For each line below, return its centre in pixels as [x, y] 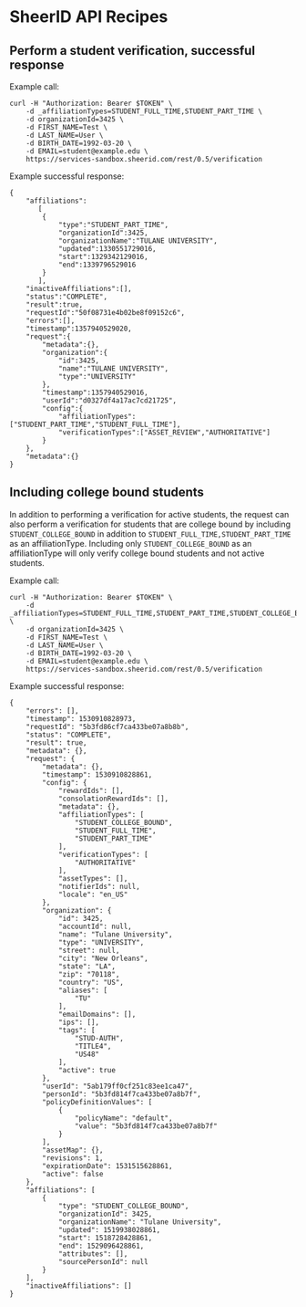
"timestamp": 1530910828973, [81, 718]
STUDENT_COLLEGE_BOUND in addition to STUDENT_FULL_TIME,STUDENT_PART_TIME [150, 533]
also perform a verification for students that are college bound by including [150, 524]
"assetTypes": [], [93, 878]
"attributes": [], [93, 1254]
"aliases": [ [82, 990]
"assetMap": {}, [73, 1150]
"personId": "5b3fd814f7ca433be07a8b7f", [122, 1094]
